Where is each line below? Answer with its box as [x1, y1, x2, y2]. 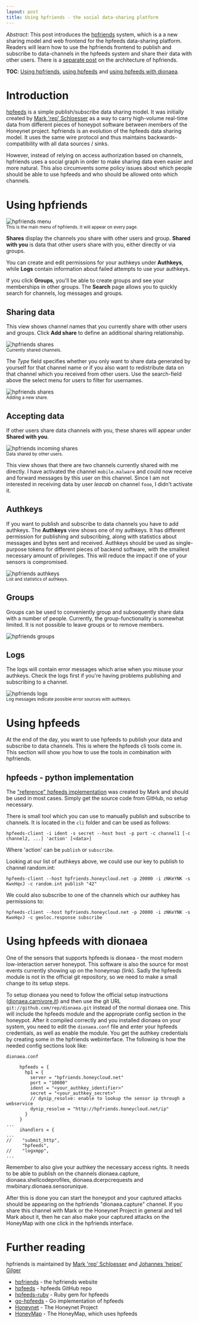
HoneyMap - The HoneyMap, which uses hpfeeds [14, 1310, 138, 1318]
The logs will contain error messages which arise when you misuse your [6, 666, 184, 673]
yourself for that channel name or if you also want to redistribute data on [6, 364, 184, 371]
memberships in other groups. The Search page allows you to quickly [6, 283, 178, 291]
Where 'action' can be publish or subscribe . [6, 846, 114, 853]
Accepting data [6, 411, 64, 421]
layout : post [6, 8, 39, 15]
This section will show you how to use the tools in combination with [6, 749, 172, 756]
